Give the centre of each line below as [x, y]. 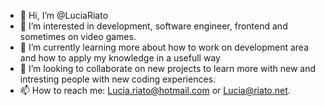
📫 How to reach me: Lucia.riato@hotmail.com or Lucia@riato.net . [155, 90]
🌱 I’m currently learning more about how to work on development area [164, 47]
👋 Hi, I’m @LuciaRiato [64, 15]
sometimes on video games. [78, 36]
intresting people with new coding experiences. [117, 79]
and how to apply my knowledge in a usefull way [120, 58]
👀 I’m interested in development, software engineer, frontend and [153, 26]
